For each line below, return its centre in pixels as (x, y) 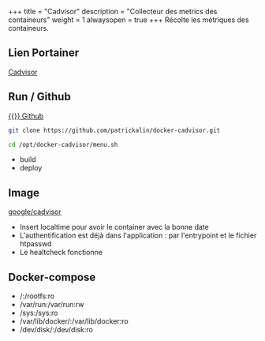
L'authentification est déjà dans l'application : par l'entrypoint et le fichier (138, 235)
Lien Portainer (44, 53)
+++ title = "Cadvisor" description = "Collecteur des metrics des (113, 11)
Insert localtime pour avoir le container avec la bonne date (114, 227)
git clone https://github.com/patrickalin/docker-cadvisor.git (114, 130)
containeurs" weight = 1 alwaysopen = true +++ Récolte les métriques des (129, 20)
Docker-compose (52, 277)
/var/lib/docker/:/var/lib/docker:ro (74, 321)
